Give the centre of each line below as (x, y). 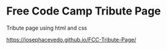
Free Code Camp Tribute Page (84, 11)
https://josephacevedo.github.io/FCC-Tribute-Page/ (71, 39)
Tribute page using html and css (47, 28)
